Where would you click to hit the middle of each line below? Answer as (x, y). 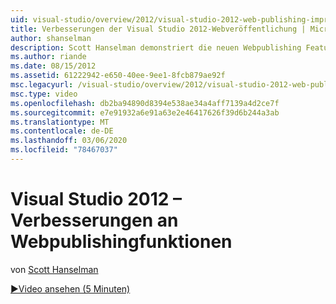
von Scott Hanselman (54, 269)
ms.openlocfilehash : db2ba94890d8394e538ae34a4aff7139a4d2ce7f (145, 103)
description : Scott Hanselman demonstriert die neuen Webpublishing (156, 47)
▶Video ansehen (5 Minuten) (70, 288)
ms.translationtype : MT (60, 122)
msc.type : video (44, 94)
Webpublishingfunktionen (121, 242)
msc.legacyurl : (42, 85)
